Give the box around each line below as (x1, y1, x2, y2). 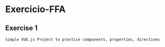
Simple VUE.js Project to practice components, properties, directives (5, 37, 160, 42)
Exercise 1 (5, 24, 38, 32)
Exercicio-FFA (5, 4, 66, 15)
